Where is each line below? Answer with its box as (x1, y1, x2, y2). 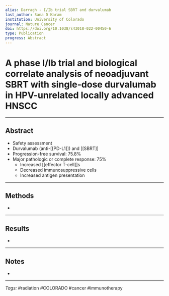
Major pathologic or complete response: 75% (12, 156, 107, 162)
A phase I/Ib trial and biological (5, 58, 137, 69)
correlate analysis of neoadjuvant (5, 68, 149, 80)
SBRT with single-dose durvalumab (5, 79, 157, 90)
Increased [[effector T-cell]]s (20, 161, 80, 167)
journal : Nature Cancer (5, 21, 55, 27)
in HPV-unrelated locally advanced (5, 89, 154, 101)
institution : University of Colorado (5, 17, 84, 22)
